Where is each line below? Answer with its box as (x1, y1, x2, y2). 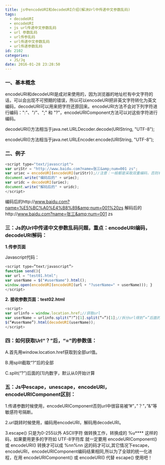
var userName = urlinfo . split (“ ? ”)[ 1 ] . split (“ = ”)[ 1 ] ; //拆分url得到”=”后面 (5, 316, 157, 320)
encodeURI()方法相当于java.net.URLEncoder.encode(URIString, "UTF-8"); (5, 137, 154, 143)
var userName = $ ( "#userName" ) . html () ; (5, 278, 87, 283)
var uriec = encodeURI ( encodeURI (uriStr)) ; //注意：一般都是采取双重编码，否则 (5, 171, 159, 176)
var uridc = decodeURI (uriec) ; (5, 180, 69, 185)
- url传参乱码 (9, 35, 35, 40)
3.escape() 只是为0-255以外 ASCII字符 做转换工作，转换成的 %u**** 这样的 (5, 430, 158, 436)
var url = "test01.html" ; (5, 273, 58, 278)
